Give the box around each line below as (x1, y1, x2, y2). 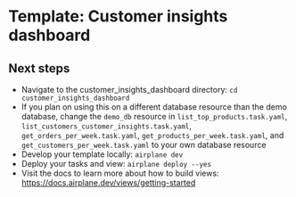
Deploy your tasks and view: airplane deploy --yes (21, 159, 211, 168)
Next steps (8, 61, 70, 76)
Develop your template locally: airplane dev (21, 149, 184, 160)
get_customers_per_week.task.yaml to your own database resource (21, 140, 267, 150)
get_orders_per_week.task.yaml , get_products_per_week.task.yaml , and (21, 130, 284, 140)
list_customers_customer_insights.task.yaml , (21, 120, 193, 131)
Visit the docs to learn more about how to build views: (21, 168, 219, 178)
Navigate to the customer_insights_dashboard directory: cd (21, 85, 238, 94)
